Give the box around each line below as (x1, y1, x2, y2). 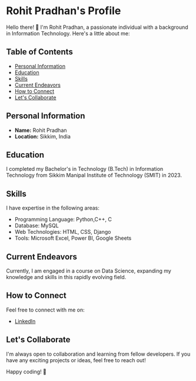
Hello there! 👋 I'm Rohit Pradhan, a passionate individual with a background (6, 24, 188, 31)
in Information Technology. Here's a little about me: (6, 29, 131, 37)
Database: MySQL (14, 222, 59, 229)
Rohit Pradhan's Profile (6, 4, 121, 18)
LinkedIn (14, 317, 36, 324)
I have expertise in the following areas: (6, 204, 100, 211)
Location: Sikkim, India (14, 132, 71, 140)
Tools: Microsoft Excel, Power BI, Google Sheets (14, 234, 132, 242)
